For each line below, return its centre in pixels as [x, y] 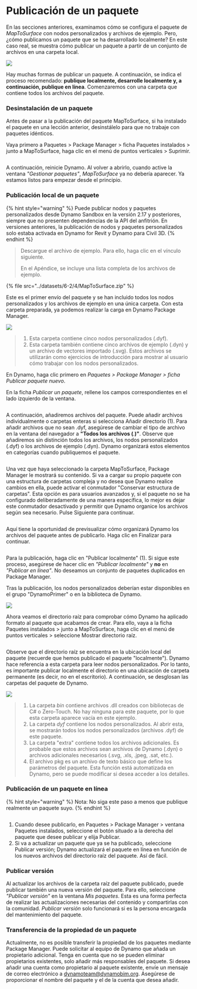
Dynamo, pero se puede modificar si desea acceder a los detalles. [109, 774]
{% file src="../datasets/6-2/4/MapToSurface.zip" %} [70, 286]
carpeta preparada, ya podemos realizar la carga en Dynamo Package [91, 310]
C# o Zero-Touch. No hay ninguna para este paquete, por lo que [107, 712]
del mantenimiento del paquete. [44, 915]
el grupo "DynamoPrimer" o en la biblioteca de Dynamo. [74, 594]
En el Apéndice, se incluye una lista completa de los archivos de [98, 268]
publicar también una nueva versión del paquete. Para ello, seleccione [91, 890]
